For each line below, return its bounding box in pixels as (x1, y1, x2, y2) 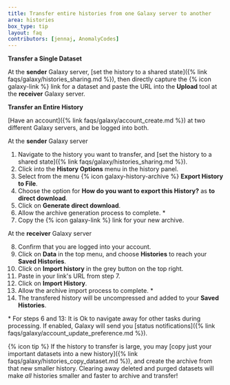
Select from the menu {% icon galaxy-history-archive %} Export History (17, 173, 223, 181)
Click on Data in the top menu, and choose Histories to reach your (17, 250, 207, 258)
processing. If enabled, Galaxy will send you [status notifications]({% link (8, 322, 216, 330)
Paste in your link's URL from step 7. (17, 272, 121, 280)
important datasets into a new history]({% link (8, 350, 138, 358)
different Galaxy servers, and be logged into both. (8, 124, 149, 132)
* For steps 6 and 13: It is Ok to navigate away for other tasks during (8, 314, 201, 323)
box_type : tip (8, 23, 49, 30)
